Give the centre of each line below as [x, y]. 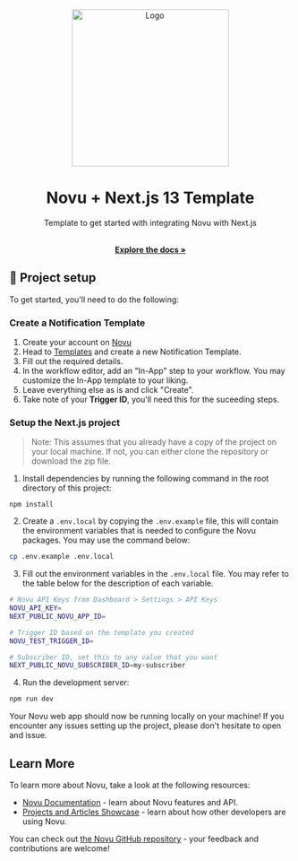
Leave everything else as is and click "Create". [108, 390]
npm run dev [31, 699]
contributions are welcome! [60, 848]
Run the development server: [76, 683]
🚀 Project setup [53, 278]
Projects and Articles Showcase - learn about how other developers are [154, 812]
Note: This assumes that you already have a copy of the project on [154, 442]
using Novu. [44, 822]
